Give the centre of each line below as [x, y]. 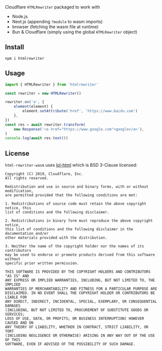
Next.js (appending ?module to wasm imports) [57, 22]
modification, [19, 191]
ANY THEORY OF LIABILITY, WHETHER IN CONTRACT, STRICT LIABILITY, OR [77, 327]
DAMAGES [13, 306]
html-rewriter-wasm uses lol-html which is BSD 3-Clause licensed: [71, 165]
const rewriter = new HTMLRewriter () [43, 93]
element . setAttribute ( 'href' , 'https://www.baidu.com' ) [80, 111]
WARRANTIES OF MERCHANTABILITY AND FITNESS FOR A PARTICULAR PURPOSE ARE [81, 289]
